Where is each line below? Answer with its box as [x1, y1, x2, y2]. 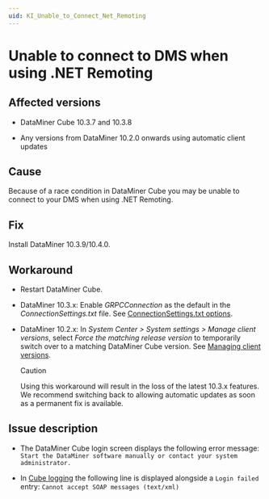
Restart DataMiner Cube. [19, 284, 103, 295]
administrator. [19, 459, 72, 467]
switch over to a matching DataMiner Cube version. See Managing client [19, 342, 261, 351]
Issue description [8, 421, 99, 436]
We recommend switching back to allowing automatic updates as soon [19, 390, 256, 400]
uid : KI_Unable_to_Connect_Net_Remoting [8, 11, 147, 20]
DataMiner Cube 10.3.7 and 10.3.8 [19, 117, 132, 127]
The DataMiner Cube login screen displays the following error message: [19, 443, 260, 453]
